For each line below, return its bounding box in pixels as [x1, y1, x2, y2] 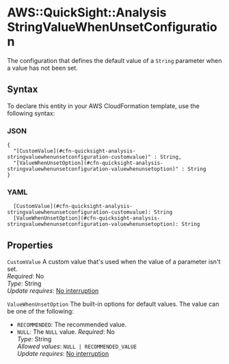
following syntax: [7, 109, 55, 117]
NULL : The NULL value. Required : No [16, 328, 115, 336]
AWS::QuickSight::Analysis [7, 5, 167, 21]
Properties [7, 239, 53, 251]
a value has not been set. [7, 64, 79, 72]
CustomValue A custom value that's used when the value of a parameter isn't [7, 258, 221, 266]
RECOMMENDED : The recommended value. [16, 320, 127, 329]
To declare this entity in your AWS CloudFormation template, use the [7, 101, 200, 110]
